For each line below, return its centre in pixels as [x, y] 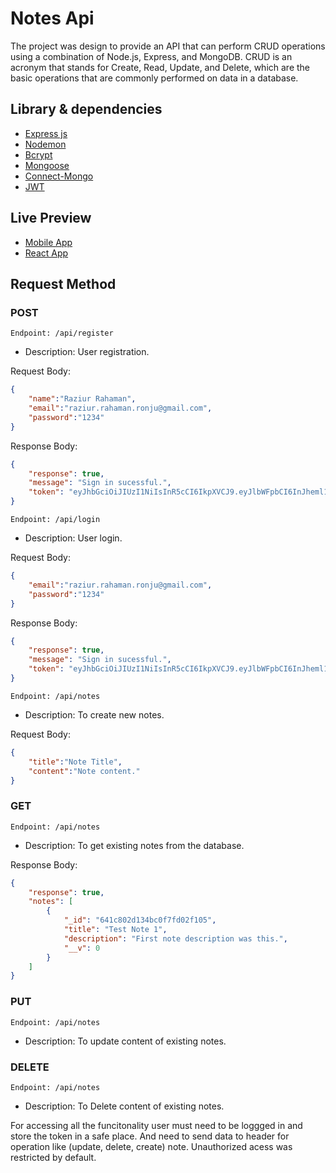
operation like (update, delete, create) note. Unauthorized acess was [151, 1146]
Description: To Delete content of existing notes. [124, 1106]
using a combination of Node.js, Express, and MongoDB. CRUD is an [151, 56]
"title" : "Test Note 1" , [115, 930]
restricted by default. [53, 1157]
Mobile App [48, 242]
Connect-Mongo [59, 176]
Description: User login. [73, 538]
